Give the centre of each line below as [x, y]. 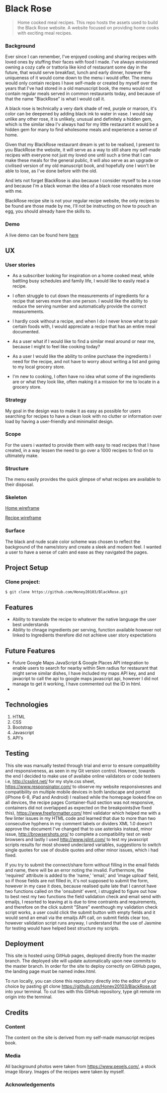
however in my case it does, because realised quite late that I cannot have [81, 886]
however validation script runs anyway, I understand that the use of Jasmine [83, 923]
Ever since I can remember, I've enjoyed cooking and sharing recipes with [81, 57]
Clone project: [23, 582]
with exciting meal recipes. [45, 33]
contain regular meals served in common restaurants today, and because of [83, 94]
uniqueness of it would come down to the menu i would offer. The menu [79, 78]
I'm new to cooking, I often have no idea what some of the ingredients [84, 377]
